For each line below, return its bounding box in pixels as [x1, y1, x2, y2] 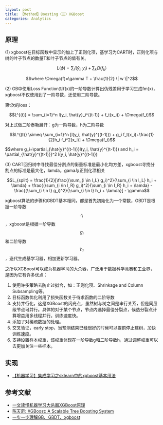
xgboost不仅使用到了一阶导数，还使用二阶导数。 [5, 92, 103, 97]
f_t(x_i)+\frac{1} [123, 131, 154, 137]
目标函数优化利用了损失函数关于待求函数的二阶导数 [12, 295, 115, 300]
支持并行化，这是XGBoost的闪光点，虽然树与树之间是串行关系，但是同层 [12, 300, 158, 307]
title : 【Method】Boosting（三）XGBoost [5, 12, 84, 17]
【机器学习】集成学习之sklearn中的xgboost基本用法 [12, 373, 116, 379]
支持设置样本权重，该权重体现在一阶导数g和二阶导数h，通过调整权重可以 [12, 337, 158, 343]
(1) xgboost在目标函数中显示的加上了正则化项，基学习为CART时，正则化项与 [5, 49, 158, 55]
